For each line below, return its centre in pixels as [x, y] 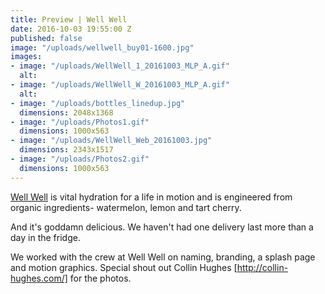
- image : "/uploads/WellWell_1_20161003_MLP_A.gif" [120, 66]
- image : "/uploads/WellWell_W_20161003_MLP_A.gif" [120, 85]
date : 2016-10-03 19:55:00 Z [71, 29]
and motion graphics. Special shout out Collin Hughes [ [124, 267]
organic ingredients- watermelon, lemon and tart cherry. [126, 207]
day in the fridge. [45, 237]
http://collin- [262, 267]
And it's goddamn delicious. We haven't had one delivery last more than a [162, 227]
